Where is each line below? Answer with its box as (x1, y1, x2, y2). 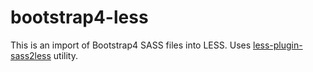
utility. (53, 49, 79, 61)
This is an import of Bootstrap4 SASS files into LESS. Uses (10, 39, 252, 51)
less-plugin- (253, 39, 303, 51)
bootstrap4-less (10, 6, 149, 29)
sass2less (10, 49, 52, 61)
